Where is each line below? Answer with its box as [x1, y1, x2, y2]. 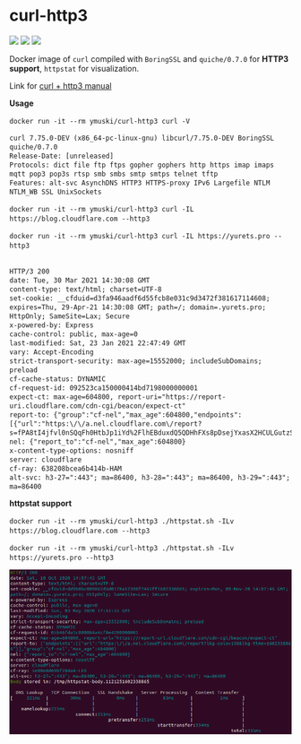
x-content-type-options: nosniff [9, 446, 134, 455]
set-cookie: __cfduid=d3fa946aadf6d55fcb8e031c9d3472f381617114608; [9, 293, 271, 303]
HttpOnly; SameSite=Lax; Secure [9, 311, 130, 321]
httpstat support [9, 497, 73, 508]
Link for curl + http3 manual [9, 80, 112, 91]
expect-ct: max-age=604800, [9, 392, 115, 402]
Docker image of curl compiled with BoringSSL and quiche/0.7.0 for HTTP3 [9, 53, 289, 64]
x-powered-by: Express [9, 320, 94, 330]
